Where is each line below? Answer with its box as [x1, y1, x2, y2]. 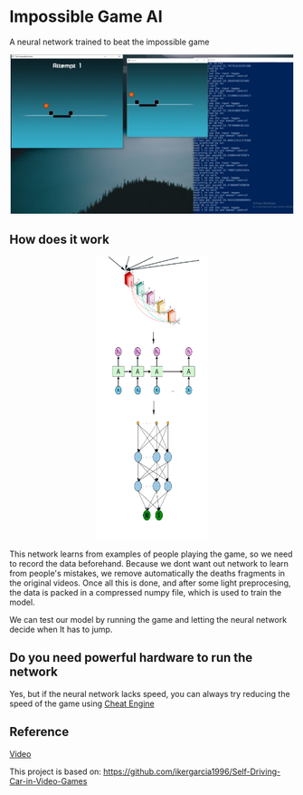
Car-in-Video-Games [9, 775, 88, 786]
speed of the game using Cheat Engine [9, 698, 156, 709]
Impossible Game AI [9, 6, 163, 27]
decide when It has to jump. [9, 624, 113, 635]
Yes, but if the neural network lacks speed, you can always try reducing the [9, 688, 291, 699]
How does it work [9, 231, 110, 247]
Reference [9, 724, 70, 740]
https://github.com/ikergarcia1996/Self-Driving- [103, 766, 281, 777]
